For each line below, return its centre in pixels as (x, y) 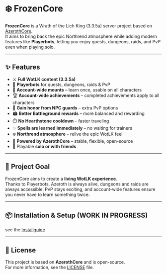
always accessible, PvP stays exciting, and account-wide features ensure (80, 189)
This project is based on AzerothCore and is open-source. (65, 262)
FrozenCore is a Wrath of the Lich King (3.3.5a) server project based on (79, 26)
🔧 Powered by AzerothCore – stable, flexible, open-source (73, 141)
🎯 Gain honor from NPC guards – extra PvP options (65, 108)
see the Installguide (25, 230)
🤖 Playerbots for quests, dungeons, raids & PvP (61, 85)
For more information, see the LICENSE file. (50, 268)
